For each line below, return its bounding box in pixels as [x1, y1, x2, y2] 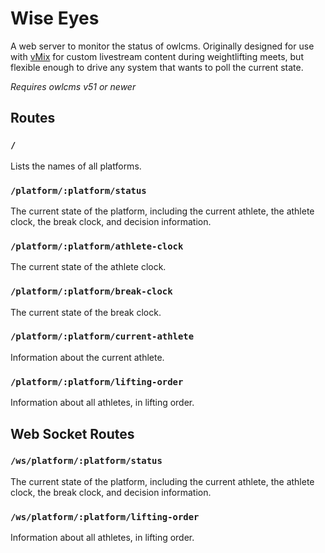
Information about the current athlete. [10, 351, 165, 363]
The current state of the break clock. [10, 306, 162, 318]
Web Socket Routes [10, 425, 135, 442]
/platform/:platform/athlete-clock [10, 240, 184, 252]
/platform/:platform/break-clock [10, 286, 173, 297]
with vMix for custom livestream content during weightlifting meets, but [10, 50, 304, 62]
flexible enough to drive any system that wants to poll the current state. [10, 61, 304, 73]
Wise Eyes [10, 7, 100, 30]
